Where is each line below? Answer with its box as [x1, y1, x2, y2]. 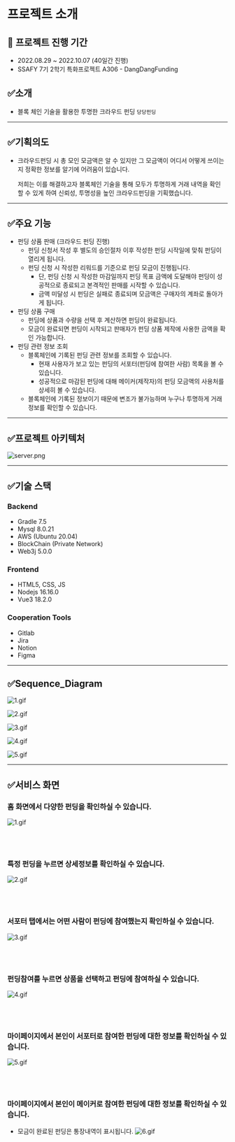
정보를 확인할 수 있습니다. [27, 404, 98, 412]
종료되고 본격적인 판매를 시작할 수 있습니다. [62, 281, 180, 290]
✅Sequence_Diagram [7, 678, 103, 690]
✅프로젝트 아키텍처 [7, 432, 85, 444]
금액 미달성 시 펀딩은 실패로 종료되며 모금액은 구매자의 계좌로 [38, 290, 205, 298]
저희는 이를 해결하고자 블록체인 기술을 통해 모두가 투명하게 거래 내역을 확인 [17, 180, 222, 188]
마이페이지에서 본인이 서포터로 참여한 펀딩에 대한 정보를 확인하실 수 [7, 1031, 219, 1041]
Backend [7, 501, 38, 511]
